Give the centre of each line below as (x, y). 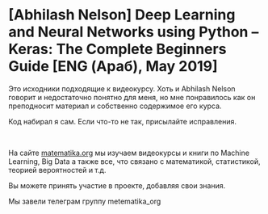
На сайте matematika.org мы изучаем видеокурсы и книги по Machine (129, 153)
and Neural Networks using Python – (134, 32)
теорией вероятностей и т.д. (57, 170)
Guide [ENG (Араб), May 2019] (113, 67)
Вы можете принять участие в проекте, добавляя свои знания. (117, 185)
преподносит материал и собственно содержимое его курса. (115, 106)
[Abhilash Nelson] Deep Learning (122, 15)
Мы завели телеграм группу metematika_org (85, 201)
